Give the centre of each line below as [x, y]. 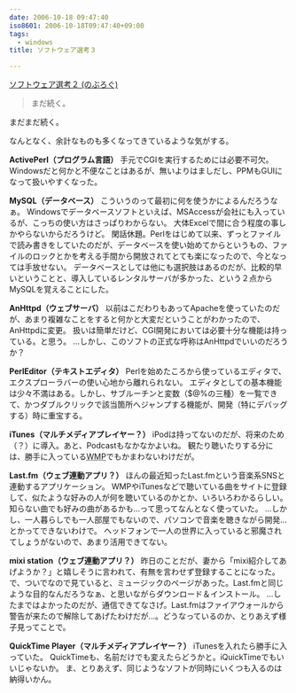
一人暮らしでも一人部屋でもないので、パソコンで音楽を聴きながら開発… [156, 520]
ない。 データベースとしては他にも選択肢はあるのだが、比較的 [161, 268]
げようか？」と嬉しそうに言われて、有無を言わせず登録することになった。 [145, 572]
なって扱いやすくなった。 [56, 182]
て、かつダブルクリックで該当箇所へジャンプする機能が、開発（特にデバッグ [148, 405]
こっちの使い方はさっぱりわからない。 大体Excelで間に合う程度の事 [156, 223]
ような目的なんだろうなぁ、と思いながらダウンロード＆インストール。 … [141, 594]
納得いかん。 [32, 680]
